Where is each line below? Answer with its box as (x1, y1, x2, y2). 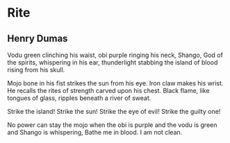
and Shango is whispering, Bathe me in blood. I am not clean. (7, 128, 183, 136)
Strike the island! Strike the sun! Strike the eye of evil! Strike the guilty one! (7, 108, 221, 115)
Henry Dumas (7, 33, 68, 44)
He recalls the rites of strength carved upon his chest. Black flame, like (7, 87, 210, 94)
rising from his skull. (7, 66, 65, 74)
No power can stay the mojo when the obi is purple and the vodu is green (7, 121, 217, 129)
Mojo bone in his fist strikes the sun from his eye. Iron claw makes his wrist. (7, 79, 224, 87)
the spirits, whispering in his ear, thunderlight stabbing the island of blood (7, 58, 218, 67)
